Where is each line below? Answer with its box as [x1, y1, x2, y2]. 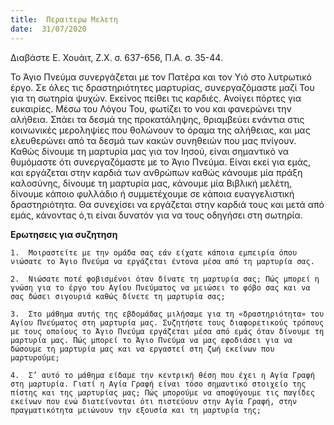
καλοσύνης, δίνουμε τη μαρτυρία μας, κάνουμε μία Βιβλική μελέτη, [10, 177, 292, 189]
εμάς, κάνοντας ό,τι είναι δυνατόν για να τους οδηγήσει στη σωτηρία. [10, 209, 303, 221]
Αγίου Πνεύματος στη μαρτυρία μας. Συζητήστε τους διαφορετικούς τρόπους [10, 317, 325, 328]
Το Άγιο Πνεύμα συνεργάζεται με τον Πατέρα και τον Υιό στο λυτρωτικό [10, 71, 312, 83]
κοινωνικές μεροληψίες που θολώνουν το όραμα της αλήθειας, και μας [10, 124, 311, 136]
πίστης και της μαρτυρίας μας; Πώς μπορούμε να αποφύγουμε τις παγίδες [10, 387, 315, 398]
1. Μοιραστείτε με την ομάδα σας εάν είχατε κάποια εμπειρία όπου [10, 247, 298, 258]
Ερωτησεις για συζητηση [10, 228, 118, 240]
